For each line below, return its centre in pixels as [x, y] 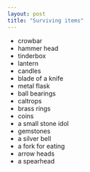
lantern [28, 63]
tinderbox [32, 56]
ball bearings [36, 93]
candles [29, 71]
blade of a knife [40, 78]
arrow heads [36, 154]
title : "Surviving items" [45, 21]
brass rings [34, 108]
